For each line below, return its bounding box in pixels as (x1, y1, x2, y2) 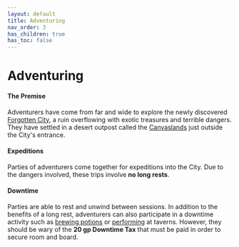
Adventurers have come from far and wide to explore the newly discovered (7, 108, 228, 116)
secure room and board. (7, 233, 78, 241)
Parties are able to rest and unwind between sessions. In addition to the (7, 202, 218, 211)
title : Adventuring (7, 17, 66, 24)
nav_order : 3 (7, 24, 46, 31)
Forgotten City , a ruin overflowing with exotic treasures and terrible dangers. (7, 115, 232, 123)
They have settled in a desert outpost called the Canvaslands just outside (7, 123, 223, 131)
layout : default (7, 10, 56, 18)
